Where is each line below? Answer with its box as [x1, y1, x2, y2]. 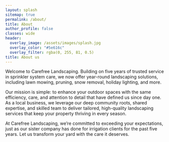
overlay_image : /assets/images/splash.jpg [10, 41, 101, 46]
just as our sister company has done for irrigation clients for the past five [5, 126, 157, 132]
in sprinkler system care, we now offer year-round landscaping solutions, [5, 74, 158, 80]
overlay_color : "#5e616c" [10, 45, 65, 50]
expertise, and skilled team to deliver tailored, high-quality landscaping [5, 105, 154, 112]
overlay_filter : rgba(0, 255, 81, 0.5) [10, 50, 94, 55]
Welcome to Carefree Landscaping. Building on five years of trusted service [5, 68, 164, 75]
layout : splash [5, 7, 38, 13]
